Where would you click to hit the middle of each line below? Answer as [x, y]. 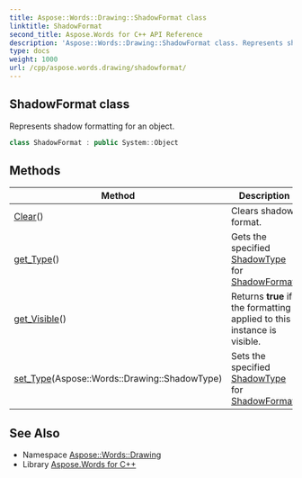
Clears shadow [262, 211]
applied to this [261, 319]
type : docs [30, 51]
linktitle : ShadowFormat [56, 26]
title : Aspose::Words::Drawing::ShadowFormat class [108, 18]
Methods [35, 171]
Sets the [249, 356]
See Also [35, 433]
